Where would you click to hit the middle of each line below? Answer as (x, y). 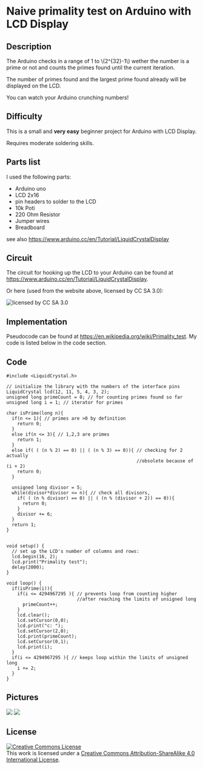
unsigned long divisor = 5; (47, 488)
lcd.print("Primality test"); (50, 562)
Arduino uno (31, 188)
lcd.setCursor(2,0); (43, 631)
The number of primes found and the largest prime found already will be (96, 79)
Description (29, 46)
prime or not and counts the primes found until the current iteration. (91, 67)
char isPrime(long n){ (35, 413)
